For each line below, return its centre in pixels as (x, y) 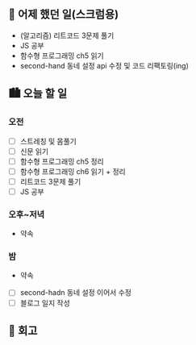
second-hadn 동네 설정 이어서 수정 (75, 293)
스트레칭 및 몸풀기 (48, 141)
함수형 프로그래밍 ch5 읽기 (62, 56)
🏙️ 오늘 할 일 (38, 94)
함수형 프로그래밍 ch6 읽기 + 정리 (73, 171)
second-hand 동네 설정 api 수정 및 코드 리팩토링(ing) (104, 65)
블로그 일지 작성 (45, 303)
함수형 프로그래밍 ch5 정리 (62, 161)
